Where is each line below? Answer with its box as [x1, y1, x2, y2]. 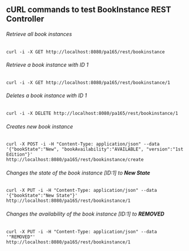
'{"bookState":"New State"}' [6, 192, 78, 199]
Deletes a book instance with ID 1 [6, 92, 87, 99]
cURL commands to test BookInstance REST [6, 5, 171, 15]
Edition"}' [6, 152, 33, 157]
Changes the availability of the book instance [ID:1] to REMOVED [6, 210, 165, 217]
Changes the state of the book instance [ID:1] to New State [6, 169, 151, 176]
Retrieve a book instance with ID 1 [6, 62, 89, 69]
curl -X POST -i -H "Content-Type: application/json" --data [6, 141, 160, 147]
